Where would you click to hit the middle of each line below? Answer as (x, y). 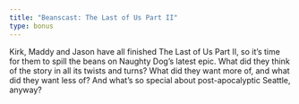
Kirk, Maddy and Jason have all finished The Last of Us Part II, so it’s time (145, 51)
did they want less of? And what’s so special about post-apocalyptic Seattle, (150, 80)
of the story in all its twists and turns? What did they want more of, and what (149, 70)
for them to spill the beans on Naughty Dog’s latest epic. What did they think (150, 61)
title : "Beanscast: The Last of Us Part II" (94, 17)
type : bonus (31, 26)
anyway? (26, 90)
